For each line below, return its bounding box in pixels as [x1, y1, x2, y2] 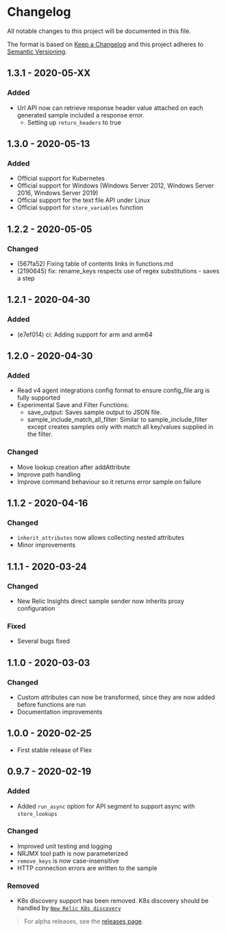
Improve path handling [16, 470, 81, 478]
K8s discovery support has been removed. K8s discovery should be [16, 897, 209, 905]
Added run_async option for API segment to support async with [16, 802, 195, 810]
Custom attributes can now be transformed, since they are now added [16, 693, 216, 701]
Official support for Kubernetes [16, 174, 105, 183]
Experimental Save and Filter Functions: [16, 401, 129, 409]
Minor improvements [16, 541, 76, 549]
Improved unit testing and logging [16, 842, 112, 850]
